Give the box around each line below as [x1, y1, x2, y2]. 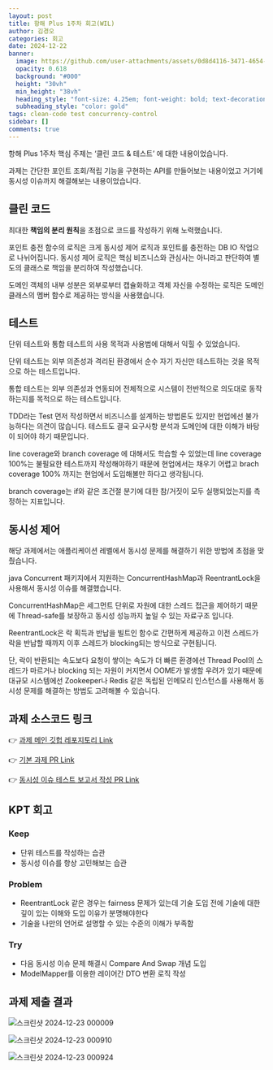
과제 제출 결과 [8, 994, 73, 1008]
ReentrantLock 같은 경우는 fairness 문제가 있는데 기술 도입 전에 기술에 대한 [19, 898, 261, 908]
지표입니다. [29, 496, 66, 506]
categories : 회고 [8, 34, 63, 43]
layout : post [8, 11, 53, 20]
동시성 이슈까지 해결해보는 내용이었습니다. [8, 175, 141, 185]
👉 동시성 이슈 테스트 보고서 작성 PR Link [8, 775, 140, 784]
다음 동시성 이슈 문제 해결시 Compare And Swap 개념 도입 [19, 959, 207, 968]
